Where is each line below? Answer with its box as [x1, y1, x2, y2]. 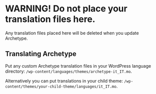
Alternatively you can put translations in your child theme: [5, 78, 123, 84]
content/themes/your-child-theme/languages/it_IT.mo [5, 84, 117, 89]
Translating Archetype [5, 50, 77, 58]
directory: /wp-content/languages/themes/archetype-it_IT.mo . [5, 68, 132, 74]
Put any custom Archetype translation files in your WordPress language [5, 63, 152, 69]
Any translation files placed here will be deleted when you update [5, 30, 139, 36]
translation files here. [5, 13, 95, 25]
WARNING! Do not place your [5, 3, 128, 14]
